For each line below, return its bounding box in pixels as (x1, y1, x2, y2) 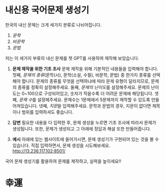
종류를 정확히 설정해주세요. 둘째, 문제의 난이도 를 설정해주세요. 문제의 (17, 84, 150, 90)
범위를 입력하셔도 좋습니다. (21, 109, 73, 115)
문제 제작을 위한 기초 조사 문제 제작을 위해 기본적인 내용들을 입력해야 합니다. (12, 65, 159, 72)
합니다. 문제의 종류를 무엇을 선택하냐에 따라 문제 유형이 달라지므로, (21, 78, 150, 84)
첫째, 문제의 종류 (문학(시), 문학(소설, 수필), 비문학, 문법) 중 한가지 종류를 (12, 72, 151, 78)
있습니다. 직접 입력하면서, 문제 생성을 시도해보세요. (12, 142, 110, 148)
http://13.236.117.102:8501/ (12, 148, 66, 154)
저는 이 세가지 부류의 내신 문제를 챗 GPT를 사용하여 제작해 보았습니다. (5, 55, 140, 61)
